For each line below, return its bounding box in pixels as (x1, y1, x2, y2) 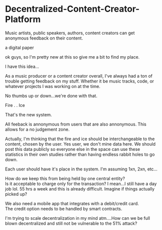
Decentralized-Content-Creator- (5, 3, 140, 15)
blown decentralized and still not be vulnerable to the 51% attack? (5, 220, 138, 226)
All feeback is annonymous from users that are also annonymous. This (5, 121, 146, 127)
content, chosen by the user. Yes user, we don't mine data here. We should (5, 141, 156, 147)
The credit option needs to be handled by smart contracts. (5, 206, 122, 211)
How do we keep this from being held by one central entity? (5, 175, 125, 181)
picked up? (5, 191, 28, 197)
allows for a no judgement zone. (5, 126, 70, 132)
